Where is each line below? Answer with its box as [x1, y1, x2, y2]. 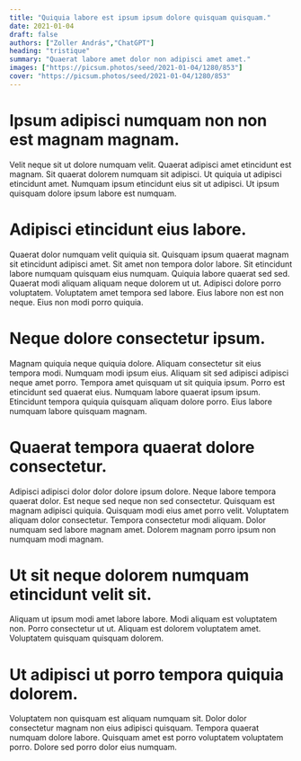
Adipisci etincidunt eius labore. [9, 219, 247, 239]
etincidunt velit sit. [9, 584, 153, 605]
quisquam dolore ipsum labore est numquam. [9, 188, 177, 199]
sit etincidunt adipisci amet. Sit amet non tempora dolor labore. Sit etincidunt [9, 258, 293, 270]
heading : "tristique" [9, 47, 91, 56]
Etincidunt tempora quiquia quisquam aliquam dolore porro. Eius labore [9, 396, 272, 407]
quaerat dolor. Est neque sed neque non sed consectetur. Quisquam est [9, 495, 276, 506]
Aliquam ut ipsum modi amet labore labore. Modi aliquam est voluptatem [9, 614, 278, 624]
